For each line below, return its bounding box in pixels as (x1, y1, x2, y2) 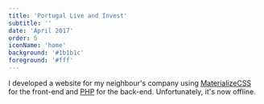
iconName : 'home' (8, 42, 67, 50)
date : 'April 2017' (8, 26, 74, 34)
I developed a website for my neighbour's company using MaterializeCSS (8, 78, 252, 88)
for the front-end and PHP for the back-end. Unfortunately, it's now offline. (8, 86, 256, 96)
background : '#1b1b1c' (8, 49, 85, 57)
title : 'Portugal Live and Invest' (8, 11, 128, 20)
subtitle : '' (8, 19, 52, 27)
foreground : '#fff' (8, 57, 74, 65)
